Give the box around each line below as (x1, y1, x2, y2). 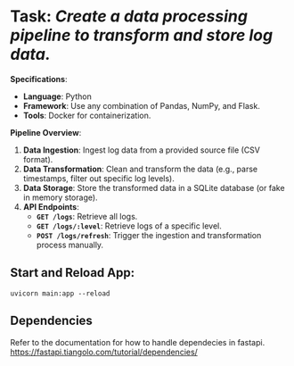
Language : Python (22, 91, 92, 102)
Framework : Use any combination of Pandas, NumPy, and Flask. (22, 100, 261, 111)
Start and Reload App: (10, 265, 135, 280)
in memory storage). (22, 192, 98, 203)
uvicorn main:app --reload (10, 288, 110, 298)
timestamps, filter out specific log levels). (22, 172, 175, 184)
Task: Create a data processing (10, 6, 249, 27)
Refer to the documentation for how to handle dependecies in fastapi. (10, 337, 265, 347)
